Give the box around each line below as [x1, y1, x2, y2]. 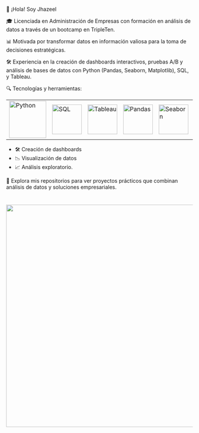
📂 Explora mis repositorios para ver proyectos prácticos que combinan [6, 177, 178, 184]
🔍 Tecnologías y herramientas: [6, 85, 82, 92]
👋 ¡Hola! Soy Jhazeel [6, 6, 57, 12]
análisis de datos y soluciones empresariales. [6, 184, 117, 190]
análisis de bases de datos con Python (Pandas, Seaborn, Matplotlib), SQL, [6, 67, 190, 74]
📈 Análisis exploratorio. [14, 164, 73, 170]
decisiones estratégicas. [6, 46, 66, 53]
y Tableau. [6, 73, 32, 80]
